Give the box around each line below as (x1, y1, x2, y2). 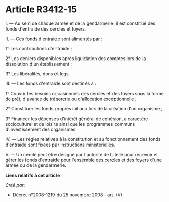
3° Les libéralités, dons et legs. (5, 70, 70, 77)
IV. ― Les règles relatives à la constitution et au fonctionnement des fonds (5, 136, 161, 142)
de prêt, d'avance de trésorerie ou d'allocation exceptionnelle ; (5, 96, 137, 102)
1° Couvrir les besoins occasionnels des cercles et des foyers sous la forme (5, 90, 164, 96)
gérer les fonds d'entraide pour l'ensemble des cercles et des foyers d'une (5, 157, 162, 163)
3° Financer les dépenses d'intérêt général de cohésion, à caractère (5, 116, 148, 122)
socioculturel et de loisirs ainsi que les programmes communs (5, 121, 135, 127)
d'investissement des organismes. (5, 126, 77, 132)
